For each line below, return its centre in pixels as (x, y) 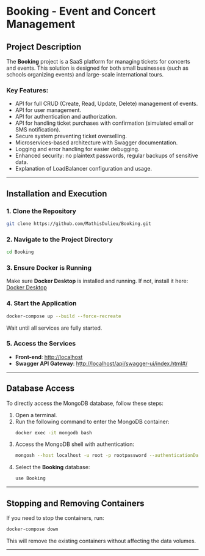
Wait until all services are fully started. (54, 328)
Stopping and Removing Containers (75, 503)
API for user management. (48, 110)
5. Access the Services (41, 344)
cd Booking (20, 252)
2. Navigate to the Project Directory (60, 239)
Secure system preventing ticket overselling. (71, 136)
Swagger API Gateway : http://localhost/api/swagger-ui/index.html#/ (101, 363)
